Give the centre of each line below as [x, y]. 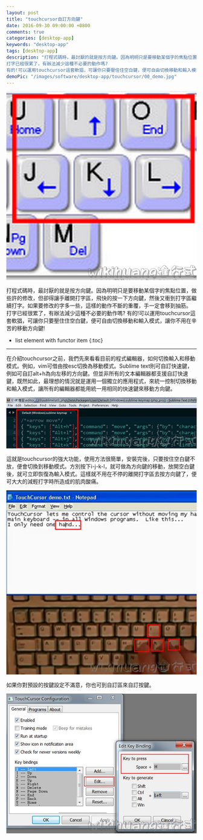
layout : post [23, 13]
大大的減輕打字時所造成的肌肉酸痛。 [56, 482]
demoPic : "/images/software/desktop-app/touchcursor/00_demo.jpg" [92, 76]
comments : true [25, 32]
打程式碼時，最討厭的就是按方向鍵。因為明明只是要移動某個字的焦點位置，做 [101, 290]
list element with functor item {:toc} [59, 340]
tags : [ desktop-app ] [32, 51]
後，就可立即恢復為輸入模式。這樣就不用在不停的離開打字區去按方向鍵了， [99, 474]
